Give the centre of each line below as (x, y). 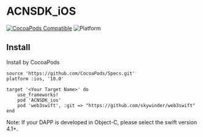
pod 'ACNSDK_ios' (39, 100)
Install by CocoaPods (33, 62)
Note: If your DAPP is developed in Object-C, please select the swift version (102, 122)
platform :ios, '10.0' (35, 79)
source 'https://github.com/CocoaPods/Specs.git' (71, 73)
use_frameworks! (38, 95)
